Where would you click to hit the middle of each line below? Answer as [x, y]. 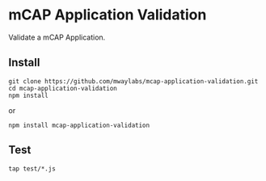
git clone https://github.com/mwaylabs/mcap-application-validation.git [133, 81]
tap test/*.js [32, 168]
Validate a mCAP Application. [57, 37]
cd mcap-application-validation [63, 88]
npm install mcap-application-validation [79, 125]
